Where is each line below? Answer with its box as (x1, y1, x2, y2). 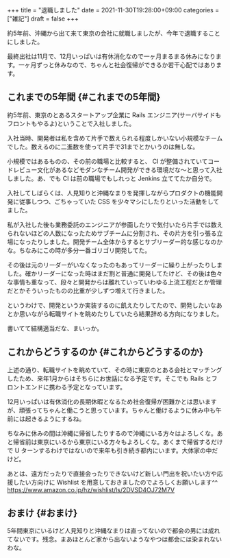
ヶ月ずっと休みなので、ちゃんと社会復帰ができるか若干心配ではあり (24, 61, 216, 69)
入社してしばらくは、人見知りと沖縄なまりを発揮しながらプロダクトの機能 (7, 189, 217, 197)
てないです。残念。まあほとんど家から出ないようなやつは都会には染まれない (7, 535, 222, 544)
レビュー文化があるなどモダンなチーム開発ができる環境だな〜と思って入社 (12, 165, 222, 173)
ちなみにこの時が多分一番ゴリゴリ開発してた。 (18, 246, 151, 254)
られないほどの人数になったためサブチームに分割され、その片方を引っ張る (7, 229, 217, 237)
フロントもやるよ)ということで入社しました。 (7, 119, 136, 128)
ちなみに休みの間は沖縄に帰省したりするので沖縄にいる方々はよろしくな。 (7, 429, 217, 437)
